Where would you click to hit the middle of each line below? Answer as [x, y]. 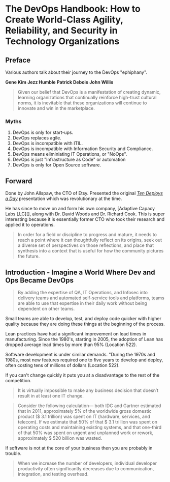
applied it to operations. [30, 225]
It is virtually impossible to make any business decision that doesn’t [88, 390]
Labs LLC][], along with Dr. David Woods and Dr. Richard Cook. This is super [85, 214]
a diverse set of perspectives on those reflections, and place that [86, 245]
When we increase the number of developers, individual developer [87, 463]
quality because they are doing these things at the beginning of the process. [85, 324]
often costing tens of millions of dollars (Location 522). [63, 365]
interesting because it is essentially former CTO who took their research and [85, 219]
